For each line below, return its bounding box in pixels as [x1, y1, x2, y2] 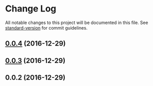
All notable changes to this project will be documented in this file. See [5, 19, 149, 25]
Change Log [5, 3, 56, 14]
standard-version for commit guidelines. [5, 24, 88, 30]
